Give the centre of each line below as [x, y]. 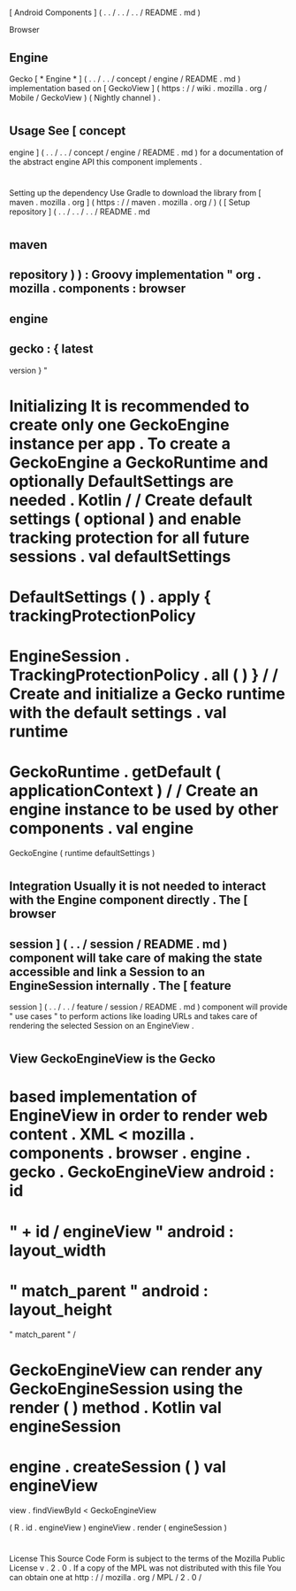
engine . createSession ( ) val [118, 1467]
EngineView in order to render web [138, 1116]
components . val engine [102, 828]
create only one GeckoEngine [119, 425]
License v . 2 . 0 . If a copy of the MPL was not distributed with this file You [145, 1568]
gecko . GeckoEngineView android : [142, 1172]
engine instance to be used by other [144, 810]
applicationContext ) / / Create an [134, 791]
